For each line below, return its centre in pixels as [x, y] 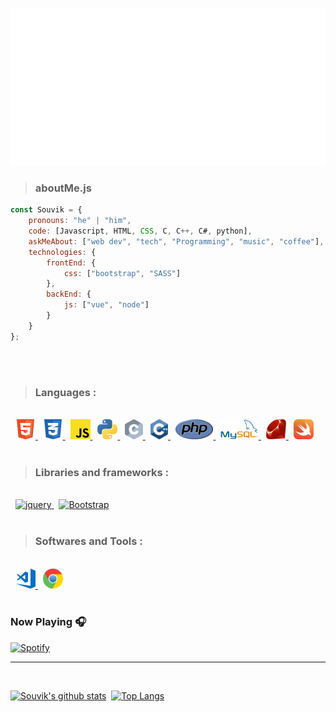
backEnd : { [69, 294]
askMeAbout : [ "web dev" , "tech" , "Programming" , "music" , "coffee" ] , [176, 241]
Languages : [65, 392]
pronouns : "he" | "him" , [80, 221]
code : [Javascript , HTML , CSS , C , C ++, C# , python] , [140, 231]
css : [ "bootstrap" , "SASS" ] [122, 273]
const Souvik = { [46, 210]
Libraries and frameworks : [102, 472]
